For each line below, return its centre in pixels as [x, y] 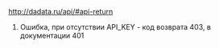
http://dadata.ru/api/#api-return [61, 12]
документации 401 [52, 36]
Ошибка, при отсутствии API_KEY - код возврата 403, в [116, 27]
